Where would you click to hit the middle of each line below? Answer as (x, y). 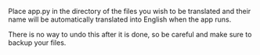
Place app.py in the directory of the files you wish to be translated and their (130, 11)
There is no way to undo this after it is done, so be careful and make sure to (130, 34)
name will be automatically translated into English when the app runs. (120, 19)
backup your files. (37, 43)
